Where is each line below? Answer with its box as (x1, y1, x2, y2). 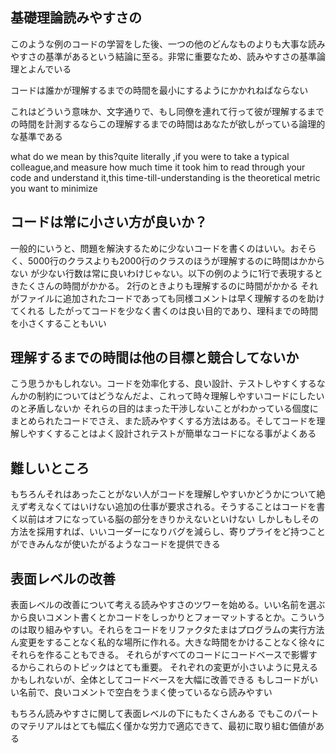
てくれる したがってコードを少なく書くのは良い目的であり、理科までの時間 (10, 304, 319, 317)
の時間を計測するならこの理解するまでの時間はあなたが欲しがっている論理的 (10, 118, 326, 130)
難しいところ (10, 459, 90, 477)
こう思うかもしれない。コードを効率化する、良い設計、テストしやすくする (10, 378, 317, 390)
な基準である (10, 130, 63, 142)
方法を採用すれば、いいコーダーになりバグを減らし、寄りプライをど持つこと (10, 526, 326, 538)
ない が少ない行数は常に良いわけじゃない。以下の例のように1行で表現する (10, 267, 315, 279)
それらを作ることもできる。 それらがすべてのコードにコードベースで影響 (10, 649, 309, 661)
